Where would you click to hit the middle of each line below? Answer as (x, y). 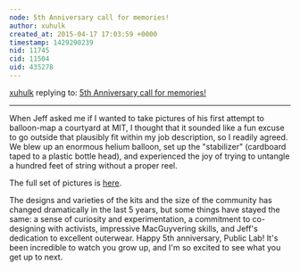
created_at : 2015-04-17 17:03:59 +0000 (83, 34)
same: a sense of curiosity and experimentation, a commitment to (130, 218)
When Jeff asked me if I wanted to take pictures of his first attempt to (137, 118)
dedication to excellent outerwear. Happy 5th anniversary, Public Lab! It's (144, 238)
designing (28, 228)
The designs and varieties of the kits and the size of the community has (141, 200)
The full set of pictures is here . (66, 183)
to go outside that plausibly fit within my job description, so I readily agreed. (149, 137)
